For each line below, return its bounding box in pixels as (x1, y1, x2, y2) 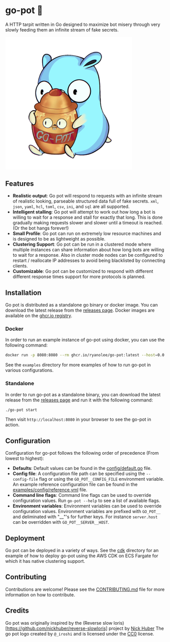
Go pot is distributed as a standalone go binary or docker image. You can (5, 302, 158, 308)
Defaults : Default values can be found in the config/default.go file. (12, 465, 152, 471)
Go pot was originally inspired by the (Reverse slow (5, 620, 113, 626)
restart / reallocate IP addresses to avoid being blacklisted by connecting (12, 257, 165, 263)
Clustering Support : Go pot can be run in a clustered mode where (12, 241, 151, 248)
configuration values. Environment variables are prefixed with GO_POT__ (12, 509, 161, 515)
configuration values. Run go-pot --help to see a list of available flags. (12, 497, 160, 504)
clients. (12, 263, 28, 269)
